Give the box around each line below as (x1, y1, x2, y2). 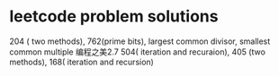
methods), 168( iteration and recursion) (9, 56, 155, 67)
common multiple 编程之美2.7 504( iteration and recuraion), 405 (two (9, 46, 265, 57)
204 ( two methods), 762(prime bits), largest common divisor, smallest (9, 36, 271, 46)
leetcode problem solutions (9, 6, 219, 27)
